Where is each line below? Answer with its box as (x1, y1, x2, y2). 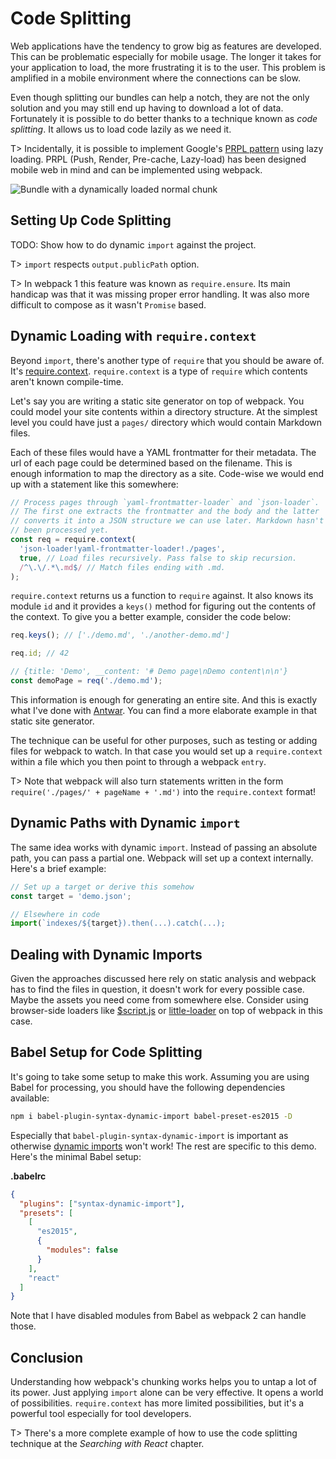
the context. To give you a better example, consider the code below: (10, 611, 292, 623)
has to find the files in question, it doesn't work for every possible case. (10, 983, 305, 996)
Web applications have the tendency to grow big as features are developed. (10, 40, 322, 52)
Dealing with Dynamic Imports (10, 946, 203, 963)
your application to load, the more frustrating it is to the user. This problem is (10, 61, 326, 73)
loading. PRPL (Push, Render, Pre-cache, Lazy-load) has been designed (10, 153, 307, 165)
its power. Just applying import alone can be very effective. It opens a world (10, 1387, 324, 1399)
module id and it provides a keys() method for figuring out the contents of (10, 600, 317, 612)
